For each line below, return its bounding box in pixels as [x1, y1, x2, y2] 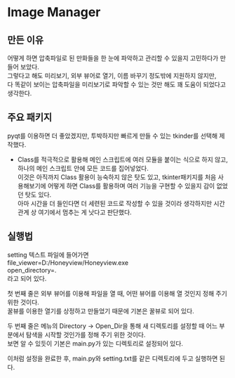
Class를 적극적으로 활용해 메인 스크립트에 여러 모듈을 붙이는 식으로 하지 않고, [17, 155, 228, 164]
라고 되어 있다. [7, 274, 47, 282]
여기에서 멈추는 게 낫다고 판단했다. [38, 208, 132, 216]
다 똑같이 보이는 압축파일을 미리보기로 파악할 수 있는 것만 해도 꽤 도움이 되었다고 [7, 80, 227, 89]
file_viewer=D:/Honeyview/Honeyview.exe [7, 258, 128, 267]
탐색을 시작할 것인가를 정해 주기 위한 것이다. [25, 330, 146, 339]
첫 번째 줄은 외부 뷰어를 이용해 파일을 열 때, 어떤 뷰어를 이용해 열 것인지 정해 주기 [7, 289, 228, 297]
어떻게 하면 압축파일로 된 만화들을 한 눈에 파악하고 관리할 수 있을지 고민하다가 [7, 54, 219, 62]
